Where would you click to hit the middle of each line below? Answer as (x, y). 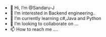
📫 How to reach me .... (34, 29)
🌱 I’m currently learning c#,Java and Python (56, 18)
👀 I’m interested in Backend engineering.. (53, 13)
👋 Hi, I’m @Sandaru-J (32, 8)
